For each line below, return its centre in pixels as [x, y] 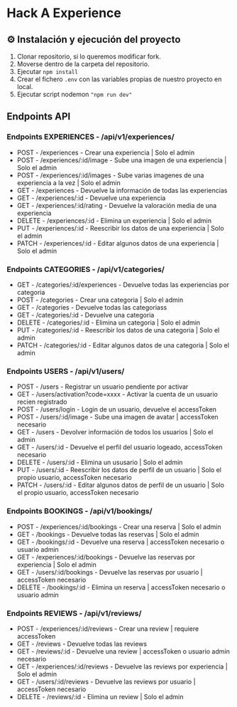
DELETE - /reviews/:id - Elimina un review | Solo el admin [100, 696]
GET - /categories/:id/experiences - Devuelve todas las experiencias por [123, 284]
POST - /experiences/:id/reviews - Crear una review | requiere [108, 629]
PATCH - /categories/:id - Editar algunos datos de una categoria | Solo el [123, 345]
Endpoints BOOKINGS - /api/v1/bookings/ [80, 511]
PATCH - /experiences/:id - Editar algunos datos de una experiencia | [118, 243]
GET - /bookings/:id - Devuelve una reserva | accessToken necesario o [121, 542]
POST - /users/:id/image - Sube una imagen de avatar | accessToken [117, 417]
